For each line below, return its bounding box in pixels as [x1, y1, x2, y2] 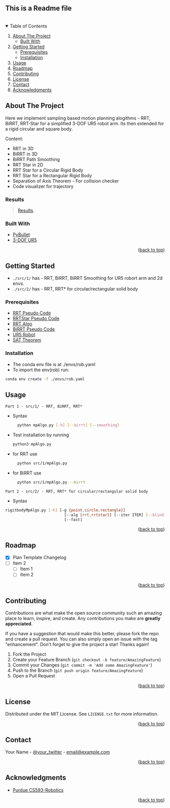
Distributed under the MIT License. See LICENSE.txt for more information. [5, 711, 158, 717]
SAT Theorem [12, 337, 41, 343]
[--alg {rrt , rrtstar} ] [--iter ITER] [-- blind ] [64, 512, 166, 518]
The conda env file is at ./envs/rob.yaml [12, 361, 96, 367]
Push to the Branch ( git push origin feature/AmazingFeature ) [12, 667, 143, 673]
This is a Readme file [5, 4, 72, 13]
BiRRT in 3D [12, 151, 38, 157]
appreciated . [5, 621, 33, 627]
